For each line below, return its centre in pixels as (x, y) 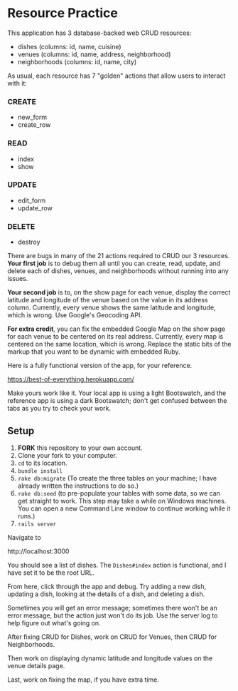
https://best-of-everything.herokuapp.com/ (71, 379)
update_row (35, 208)
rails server (37, 524)
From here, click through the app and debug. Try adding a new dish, (107, 586)
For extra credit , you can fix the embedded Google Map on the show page (117, 329)
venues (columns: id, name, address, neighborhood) (94, 54)
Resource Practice (63, 13)
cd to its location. (42, 463)
